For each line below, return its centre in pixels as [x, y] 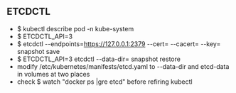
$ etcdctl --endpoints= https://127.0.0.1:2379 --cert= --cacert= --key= [119, 44]
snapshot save [38, 51]
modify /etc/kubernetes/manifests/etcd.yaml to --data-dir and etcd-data [123, 66]
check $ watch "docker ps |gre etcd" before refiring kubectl [104, 82]
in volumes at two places [53, 74]
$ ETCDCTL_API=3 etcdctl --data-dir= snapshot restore [98, 59]
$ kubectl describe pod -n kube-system [75, 28]
